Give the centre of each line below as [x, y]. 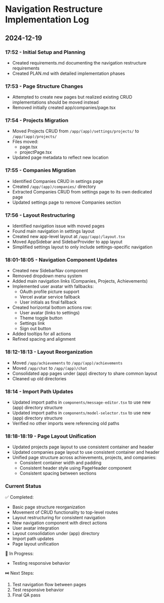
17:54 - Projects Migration [37, 121]
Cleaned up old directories [39, 378]
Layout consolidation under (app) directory [56, 533]
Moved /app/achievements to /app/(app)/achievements [67, 362]
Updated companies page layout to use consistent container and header [86, 452]
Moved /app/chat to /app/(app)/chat [50, 368]
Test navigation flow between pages [49, 584]
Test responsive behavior [38, 590]
